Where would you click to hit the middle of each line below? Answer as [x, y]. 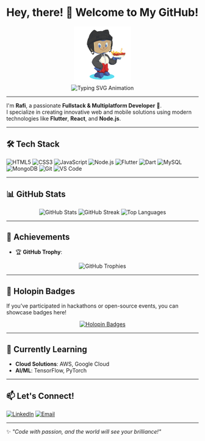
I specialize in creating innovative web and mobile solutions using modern [99, 112]
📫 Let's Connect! [40, 396]
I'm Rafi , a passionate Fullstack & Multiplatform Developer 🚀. [84, 105]
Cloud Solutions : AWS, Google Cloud [62, 364]
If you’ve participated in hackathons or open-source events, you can [92, 306]
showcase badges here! [37, 313]
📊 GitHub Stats [36, 194]
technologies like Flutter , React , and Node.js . [64, 118]
